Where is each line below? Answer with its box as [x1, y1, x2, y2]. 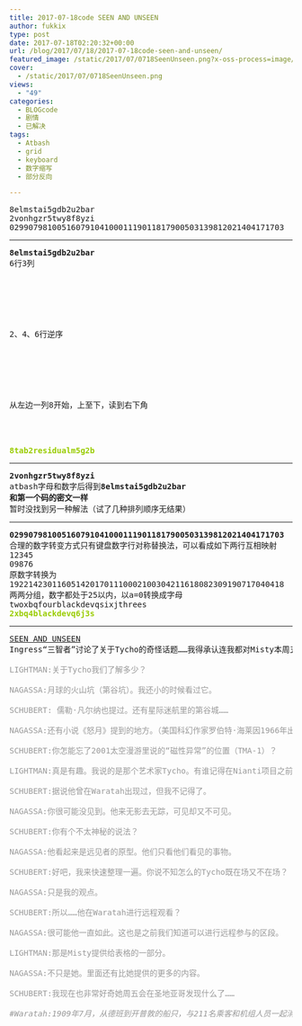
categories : [9, 96, 54, 106]
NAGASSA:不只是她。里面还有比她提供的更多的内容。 [9, 968, 205, 978]
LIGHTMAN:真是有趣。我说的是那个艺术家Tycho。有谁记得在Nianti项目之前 [9, 766, 294, 776]
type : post [9, 30, 50, 39]
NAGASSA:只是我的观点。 [9, 888, 103, 897]
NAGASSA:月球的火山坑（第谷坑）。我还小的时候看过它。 [9, 685, 218, 695]
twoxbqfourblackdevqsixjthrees [9, 600, 147, 610]
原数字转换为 [9, 570, 57, 580]
